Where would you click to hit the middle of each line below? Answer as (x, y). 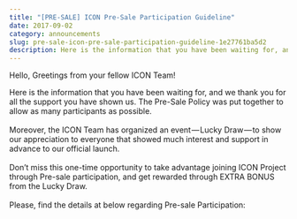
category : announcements (55, 34)
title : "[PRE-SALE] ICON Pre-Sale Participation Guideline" (122, 17)
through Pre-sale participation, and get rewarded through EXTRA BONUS (142, 177)
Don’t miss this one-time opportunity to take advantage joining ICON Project (148, 168)
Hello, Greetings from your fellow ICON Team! (92, 75)
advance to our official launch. (65, 149)
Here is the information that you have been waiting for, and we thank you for (148, 93)
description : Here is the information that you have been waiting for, (144, 50)
